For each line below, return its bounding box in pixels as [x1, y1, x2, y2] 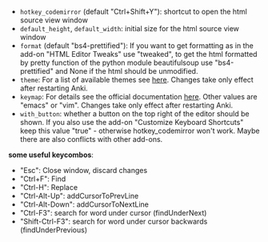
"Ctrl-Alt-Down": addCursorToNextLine [19, 200, 150, 209]
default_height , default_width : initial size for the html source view [19, 24, 240, 33]
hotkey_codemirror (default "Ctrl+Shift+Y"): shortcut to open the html [19, 7, 248, 16]
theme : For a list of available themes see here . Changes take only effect [19, 75, 254, 84]
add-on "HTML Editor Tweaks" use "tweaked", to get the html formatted [19, 50, 258, 58]
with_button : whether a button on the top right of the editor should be [19, 109, 250, 119]
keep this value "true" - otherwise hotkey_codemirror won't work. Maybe [19, 126, 260, 135]
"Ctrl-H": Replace [19, 183, 78, 192]
